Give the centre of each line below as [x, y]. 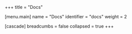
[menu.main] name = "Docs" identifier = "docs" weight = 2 [66, 17]
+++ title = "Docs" [24, 7]
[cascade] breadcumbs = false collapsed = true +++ [59, 26]
